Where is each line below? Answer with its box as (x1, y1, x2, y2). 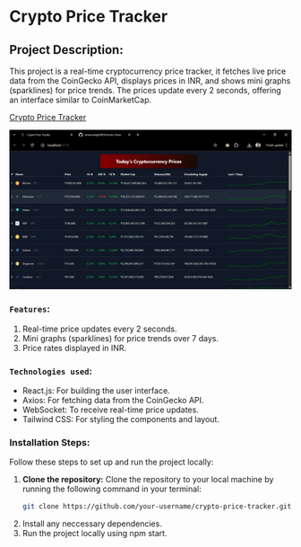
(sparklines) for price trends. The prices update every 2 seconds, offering (9, 85, 281, 95)
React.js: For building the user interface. (21, 385, 170, 396)
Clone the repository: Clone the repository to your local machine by (21, 474, 274, 485)
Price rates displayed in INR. (21, 342, 127, 353)
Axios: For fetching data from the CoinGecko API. (21, 395, 204, 406)
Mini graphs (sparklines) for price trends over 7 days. (21, 332, 219, 343)
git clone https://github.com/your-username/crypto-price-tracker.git (21, 502, 292, 511)
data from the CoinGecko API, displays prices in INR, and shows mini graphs (9, 75, 291, 86)
